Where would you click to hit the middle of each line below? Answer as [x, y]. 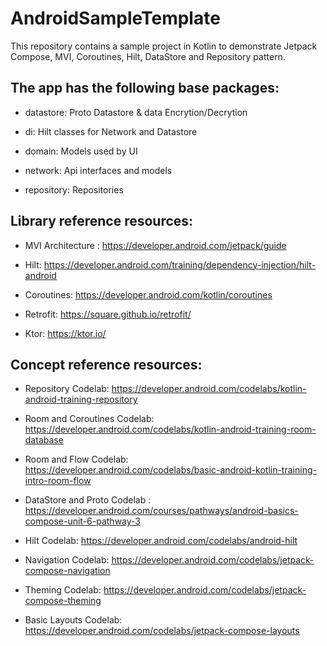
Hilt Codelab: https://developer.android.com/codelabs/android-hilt [161, 541]
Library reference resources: [102, 221]
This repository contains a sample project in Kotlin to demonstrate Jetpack [164, 46]
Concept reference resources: [106, 364]
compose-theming [63, 601]
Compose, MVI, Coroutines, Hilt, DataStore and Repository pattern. [148, 56]
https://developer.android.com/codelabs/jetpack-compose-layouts [162, 631]
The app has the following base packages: [145, 88]
